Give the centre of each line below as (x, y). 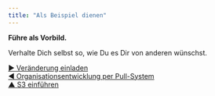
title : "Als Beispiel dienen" (58, 15)
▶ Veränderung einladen (48, 68)
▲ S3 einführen (33, 84)
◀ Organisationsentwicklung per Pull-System (81, 76)
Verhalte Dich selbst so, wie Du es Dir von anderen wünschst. (108, 52)
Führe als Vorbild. (38, 37)
